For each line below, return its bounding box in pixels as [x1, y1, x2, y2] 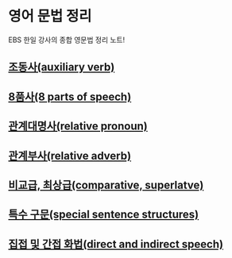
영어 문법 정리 [8, 7, 92, 25]
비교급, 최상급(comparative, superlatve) [8, 178, 204, 191]
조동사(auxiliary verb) [8, 60, 115, 74]
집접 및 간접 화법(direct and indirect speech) [8, 237, 224, 251]
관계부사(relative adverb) [8, 148, 132, 163]
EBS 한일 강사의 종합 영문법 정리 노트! [8, 35, 126, 44]
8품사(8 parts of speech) [8, 90, 132, 103]
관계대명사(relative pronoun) [8, 120, 149, 133]
